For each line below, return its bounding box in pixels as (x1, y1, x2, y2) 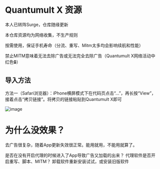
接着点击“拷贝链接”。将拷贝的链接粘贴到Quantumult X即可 (5, 96, 122, 102)
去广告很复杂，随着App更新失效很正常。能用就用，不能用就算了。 (5, 142, 138, 147)
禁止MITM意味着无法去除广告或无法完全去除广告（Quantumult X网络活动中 (5, 52, 156, 59)
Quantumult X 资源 (5, 4, 82, 16)
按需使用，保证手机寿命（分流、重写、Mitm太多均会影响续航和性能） (5, 42, 143, 48)
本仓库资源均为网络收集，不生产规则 (5, 32, 78, 38)
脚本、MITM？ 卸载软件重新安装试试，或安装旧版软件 (21, 158, 129, 164)
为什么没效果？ (5, 124, 65, 136)
